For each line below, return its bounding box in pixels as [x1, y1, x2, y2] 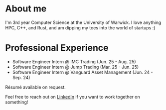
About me [5, 3, 47, 14]
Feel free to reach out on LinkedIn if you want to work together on [5, 94, 141, 100]
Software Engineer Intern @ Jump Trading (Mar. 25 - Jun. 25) [12, 64, 139, 70]
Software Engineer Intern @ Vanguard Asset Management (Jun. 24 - [12, 69, 153, 75]
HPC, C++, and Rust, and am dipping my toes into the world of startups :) [5, 24, 156, 30]
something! [5, 99, 28, 105]
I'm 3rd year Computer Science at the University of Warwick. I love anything [5, 19, 162, 25]
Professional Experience [5, 42, 109, 54]
